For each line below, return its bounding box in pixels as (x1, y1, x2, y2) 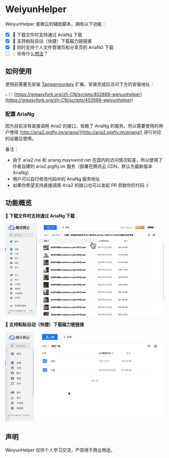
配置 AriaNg (5, 110, 35, 117)
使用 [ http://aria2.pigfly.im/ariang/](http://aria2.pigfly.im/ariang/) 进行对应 (9, 129, 161, 135)
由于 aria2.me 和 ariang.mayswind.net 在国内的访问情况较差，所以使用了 (12, 157, 163, 163)
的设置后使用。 (5, 135, 36, 142)
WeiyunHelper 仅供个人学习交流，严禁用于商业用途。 (5, 447, 115, 453)
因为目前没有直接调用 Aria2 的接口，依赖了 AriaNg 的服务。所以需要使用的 (5, 123, 159, 129)
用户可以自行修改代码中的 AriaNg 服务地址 (12, 176, 101, 182)
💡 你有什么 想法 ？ (12, 50, 48, 57)
